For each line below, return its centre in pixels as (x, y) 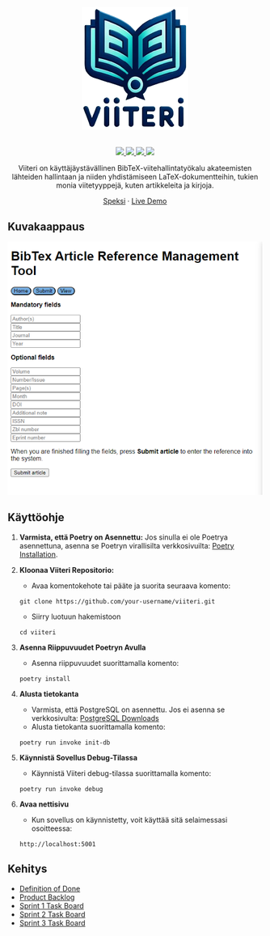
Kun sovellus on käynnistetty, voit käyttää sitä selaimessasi (129, 820)
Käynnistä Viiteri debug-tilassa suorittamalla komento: (121, 773)
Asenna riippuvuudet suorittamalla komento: (105, 663)
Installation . (38, 554)
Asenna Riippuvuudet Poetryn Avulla (82, 647)
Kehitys (27, 869)
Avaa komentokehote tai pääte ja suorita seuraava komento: (131, 586)
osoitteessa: (52, 828)
